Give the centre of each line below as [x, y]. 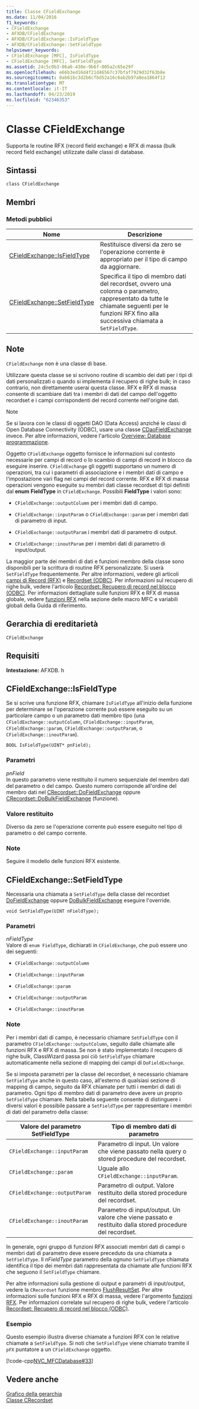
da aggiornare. [120, 267]
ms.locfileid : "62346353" [38, 100]
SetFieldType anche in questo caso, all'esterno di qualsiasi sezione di [91, 1080]
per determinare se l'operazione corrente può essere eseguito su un [89, 710]
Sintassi [21, 170]
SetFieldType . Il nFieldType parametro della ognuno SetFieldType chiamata [98, 1259]
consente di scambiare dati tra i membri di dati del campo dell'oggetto [92, 394]
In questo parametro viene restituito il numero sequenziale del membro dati [98, 779]
